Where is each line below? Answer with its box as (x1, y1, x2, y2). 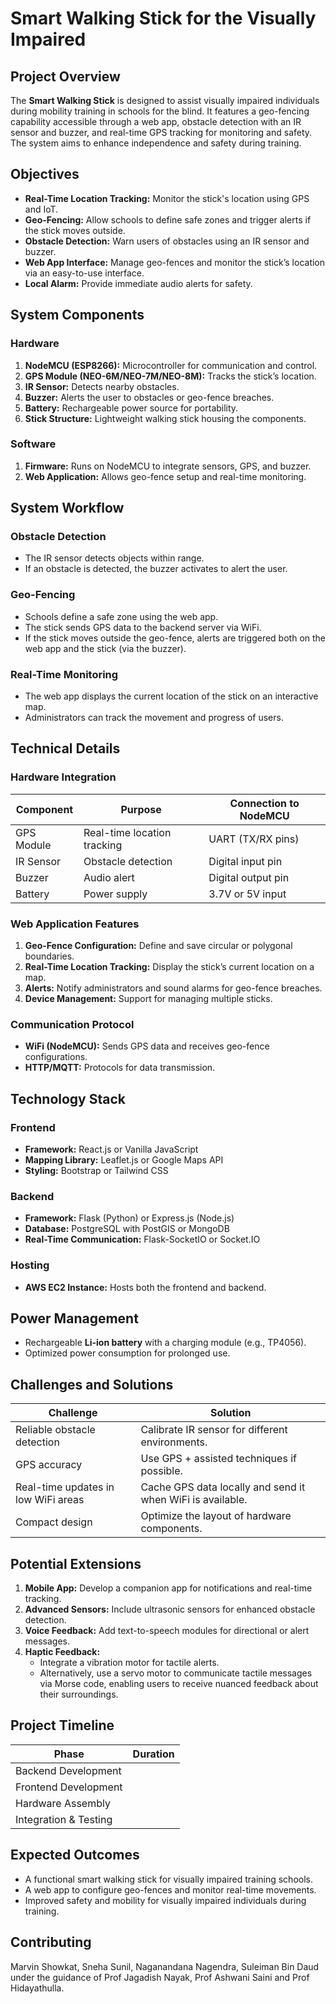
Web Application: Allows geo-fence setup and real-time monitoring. (24, 470, 307, 482)
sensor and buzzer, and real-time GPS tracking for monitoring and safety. (10, 127, 313, 138)
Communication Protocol (10, 1017, 135, 1031)
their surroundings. (39, 1688, 119, 1701)
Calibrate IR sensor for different (140, 1423, 288, 1437)
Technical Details (10, 740, 121, 757)
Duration (132, 1747, 175, 1761)
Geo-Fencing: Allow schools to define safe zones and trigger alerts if (24, 213, 312, 226)
